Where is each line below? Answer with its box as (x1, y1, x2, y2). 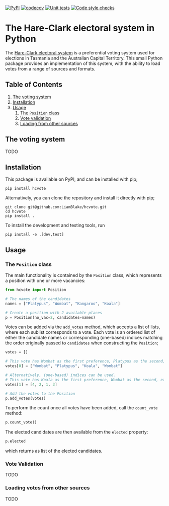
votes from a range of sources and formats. (5, 65, 96, 71)
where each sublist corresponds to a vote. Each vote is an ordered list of (5, 329, 156, 335)
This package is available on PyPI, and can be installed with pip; (5, 176, 138, 182)
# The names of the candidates (5, 296, 71, 302)
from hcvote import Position (5, 287, 66, 293)
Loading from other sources (20, 120, 78, 126)
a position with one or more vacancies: (5, 277, 86, 284)
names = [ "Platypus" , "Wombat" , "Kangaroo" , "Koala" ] (5, 301, 121, 306)
